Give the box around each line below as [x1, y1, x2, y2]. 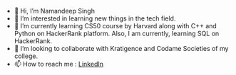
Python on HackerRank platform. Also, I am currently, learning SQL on [14, 29, 220, 37]
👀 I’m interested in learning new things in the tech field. [14, 14, 176, 23]
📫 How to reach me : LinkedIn [14, 60, 103, 68]
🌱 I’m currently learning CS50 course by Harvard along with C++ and [14, 22, 217, 30]
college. [14, 52, 38, 60]
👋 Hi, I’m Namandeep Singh [14, 7, 95, 15]
